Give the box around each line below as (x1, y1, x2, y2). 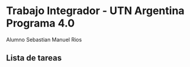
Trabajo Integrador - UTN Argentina (6, 4, 185, 18)
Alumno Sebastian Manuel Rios (6, 36, 82, 43)
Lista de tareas (6, 53, 62, 63)
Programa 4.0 (6, 16, 75, 30)
